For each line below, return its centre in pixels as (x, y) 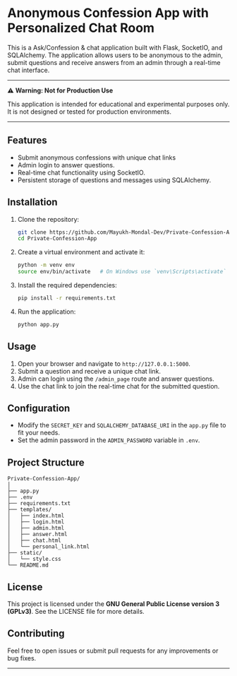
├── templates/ (30, 510)
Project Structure (46, 462)
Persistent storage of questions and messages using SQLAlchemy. (114, 180)
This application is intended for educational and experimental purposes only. (119, 104)
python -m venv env (46, 265)
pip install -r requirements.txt (67, 298)
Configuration (39, 409)
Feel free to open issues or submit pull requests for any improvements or (113, 651)
